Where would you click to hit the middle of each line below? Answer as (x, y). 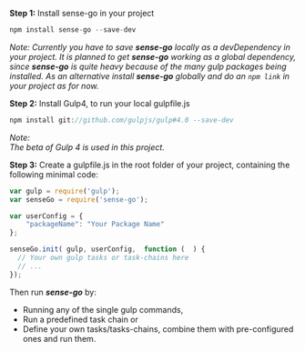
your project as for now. (54, 85)
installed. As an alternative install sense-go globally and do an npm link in (149, 75)
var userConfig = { (46, 216)
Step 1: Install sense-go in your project (82, 13)
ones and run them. (59, 338)
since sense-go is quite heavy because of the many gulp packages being (148, 66)
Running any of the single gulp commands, (103, 309)
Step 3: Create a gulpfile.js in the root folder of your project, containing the (150, 165)
